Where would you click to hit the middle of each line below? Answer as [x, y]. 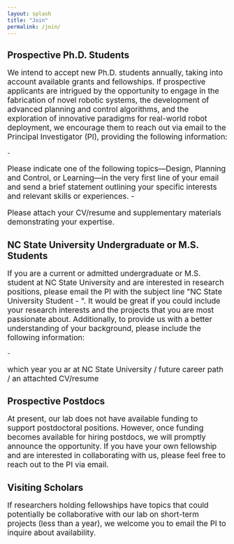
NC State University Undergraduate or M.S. [103, 245]
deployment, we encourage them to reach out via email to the [117, 128]
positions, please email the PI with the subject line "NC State [115, 292]
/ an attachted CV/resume [53, 378]
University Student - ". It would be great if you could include [114, 301]
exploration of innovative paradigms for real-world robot [107, 118]
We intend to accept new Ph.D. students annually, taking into [115, 73]
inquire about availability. [52, 533]
